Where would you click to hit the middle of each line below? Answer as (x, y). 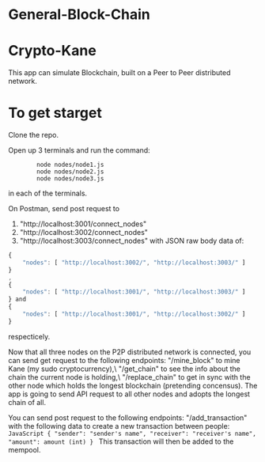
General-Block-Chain (79, 15)
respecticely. (29, 336)
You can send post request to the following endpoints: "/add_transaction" (128, 418)
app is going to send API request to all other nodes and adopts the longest (129, 394)
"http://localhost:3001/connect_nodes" (83, 224)
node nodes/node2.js (70, 172)
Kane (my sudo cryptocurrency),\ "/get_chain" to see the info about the (125, 369)
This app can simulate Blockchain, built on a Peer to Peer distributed (119, 73)
